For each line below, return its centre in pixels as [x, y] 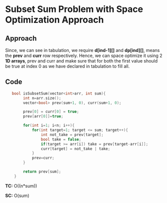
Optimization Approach [55, 20]
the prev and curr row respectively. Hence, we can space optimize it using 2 [84, 55]
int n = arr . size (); [42, 98]
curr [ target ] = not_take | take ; [76, 148]
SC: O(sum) [17, 195]
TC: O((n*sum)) [21, 185]
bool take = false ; [61, 139]
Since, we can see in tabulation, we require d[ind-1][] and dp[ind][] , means [83, 50]
